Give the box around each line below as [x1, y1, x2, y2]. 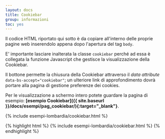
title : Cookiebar [5, 12, 42, 17]
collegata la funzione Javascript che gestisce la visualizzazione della [5, 57, 150, 63]
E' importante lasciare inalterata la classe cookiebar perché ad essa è [5, 51, 151, 57]
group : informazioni [5, 17, 49, 22]
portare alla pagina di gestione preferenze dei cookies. [5, 82, 120, 89]
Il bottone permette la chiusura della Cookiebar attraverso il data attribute [5, 72, 160, 78]
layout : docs [5, 7, 33, 13]
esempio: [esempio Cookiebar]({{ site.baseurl [5, 98, 104, 104]
